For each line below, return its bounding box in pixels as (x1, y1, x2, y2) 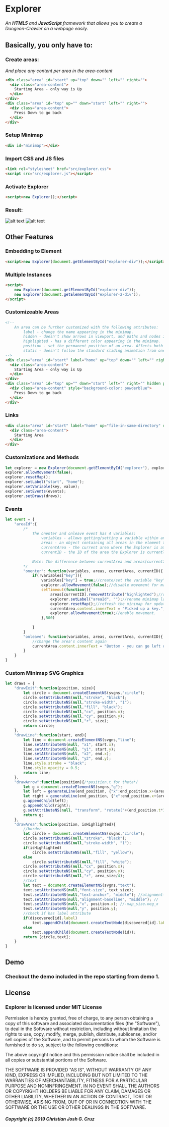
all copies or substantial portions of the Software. (5, 1057, 107, 1063)
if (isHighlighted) (23, 845, 62, 850)
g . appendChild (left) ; (23, 798, 69, 803)
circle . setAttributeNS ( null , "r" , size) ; (23, 719, 109, 724)
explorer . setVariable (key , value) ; (5, 484, 80, 489)
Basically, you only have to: (5, 41, 93, 49)
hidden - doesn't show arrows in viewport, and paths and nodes (23, 334, 161, 339)
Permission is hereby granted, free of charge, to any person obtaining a (5, 1015, 153, 1021)
